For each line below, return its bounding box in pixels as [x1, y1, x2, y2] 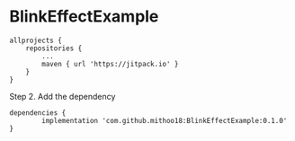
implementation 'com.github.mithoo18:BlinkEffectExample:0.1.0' [41, 116, 288, 125]
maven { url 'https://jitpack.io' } [41, 59, 179, 68]
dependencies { [9, 108, 67, 118]
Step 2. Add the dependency [9, 91, 116, 101]
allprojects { [9, 36, 63, 45]
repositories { [25, 43, 83, 53]
